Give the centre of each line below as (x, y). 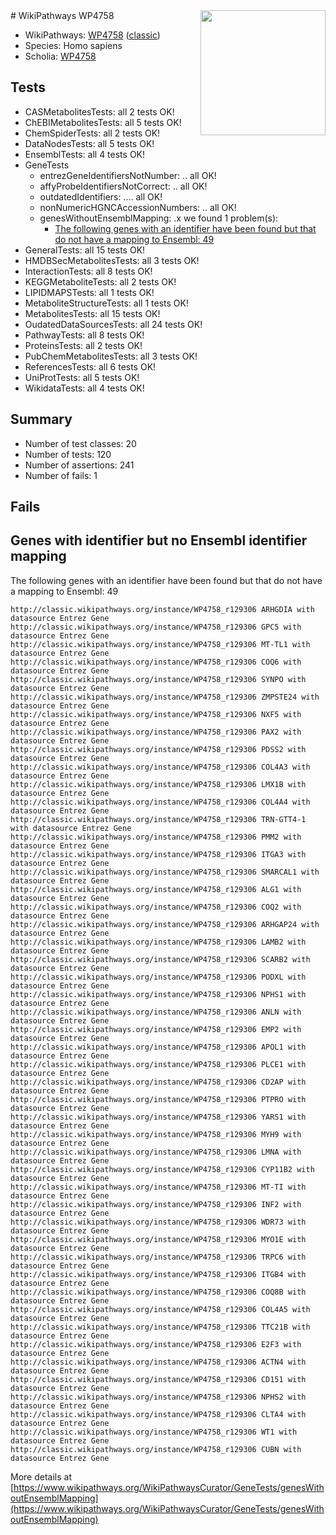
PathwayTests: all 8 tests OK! (84, 335)
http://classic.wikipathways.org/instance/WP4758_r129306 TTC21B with (160, 1327)
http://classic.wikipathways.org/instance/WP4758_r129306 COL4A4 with (160, 802)
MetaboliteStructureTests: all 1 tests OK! (106, 303)
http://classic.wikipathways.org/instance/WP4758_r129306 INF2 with (156, 1204)
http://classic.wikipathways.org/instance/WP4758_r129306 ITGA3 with (158, 854)
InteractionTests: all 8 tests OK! (88, 271)
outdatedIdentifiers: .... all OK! (101, 196)
